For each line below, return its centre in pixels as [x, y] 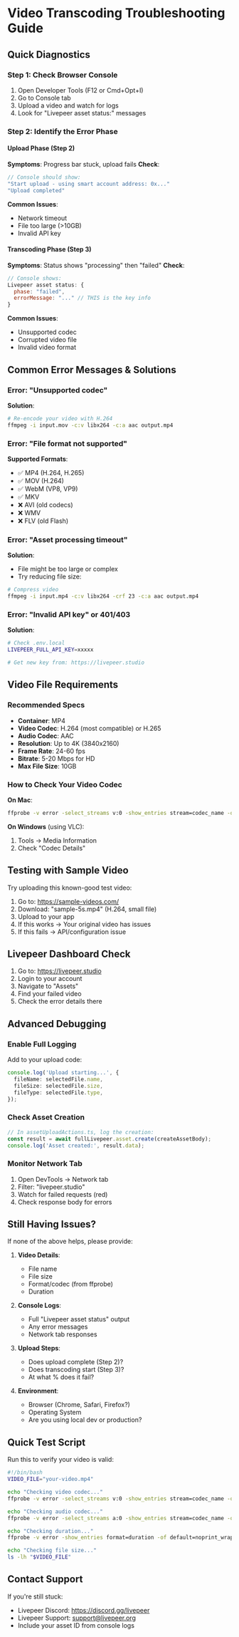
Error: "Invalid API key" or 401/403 [69, 614]
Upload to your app [46, 916]
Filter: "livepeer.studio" [51, 1187]
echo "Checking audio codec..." [55, 1512]
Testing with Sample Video [68, 871]
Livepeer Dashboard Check [69, 953]
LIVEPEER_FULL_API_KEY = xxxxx [51, 650]
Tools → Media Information [57, 840]
